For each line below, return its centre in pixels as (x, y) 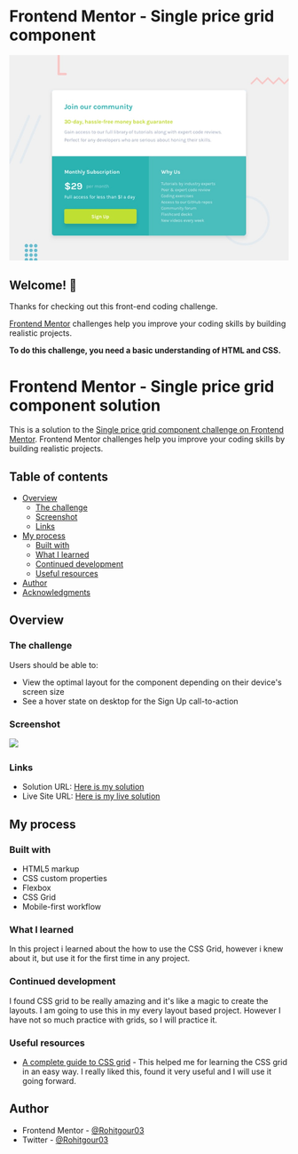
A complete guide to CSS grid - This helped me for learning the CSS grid (155, 1062)
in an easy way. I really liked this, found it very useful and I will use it (147, 1071)
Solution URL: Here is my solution (83, 787)
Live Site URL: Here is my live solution (91, 796)
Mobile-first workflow (62, 907)
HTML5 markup (51, 869)
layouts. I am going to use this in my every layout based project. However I (145, 1010)
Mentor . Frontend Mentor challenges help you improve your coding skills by (147, 439)
